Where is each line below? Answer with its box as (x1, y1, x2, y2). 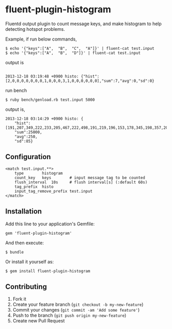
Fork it (12, 296, 27, 302)
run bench (5, 87, 27, 93)
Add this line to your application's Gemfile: (5, 221, 95, 227)
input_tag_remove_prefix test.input (14, 188, 93, 193)
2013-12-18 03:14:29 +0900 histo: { (5, 116, 83, 121)
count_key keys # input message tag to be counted (14, 175, 145, 180)
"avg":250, (14, 134, 38, 139)
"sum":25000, (14, 129, 42, 134)
